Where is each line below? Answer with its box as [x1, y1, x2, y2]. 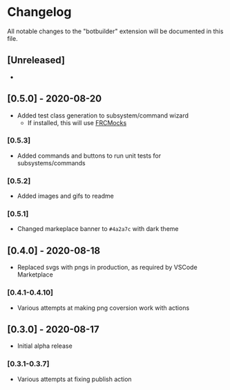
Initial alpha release [17, 342, 73, 350]
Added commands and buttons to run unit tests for [17, 151, 161, 160]
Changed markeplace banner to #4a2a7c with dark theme [17, 225, 179, 233]
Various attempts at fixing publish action [17, 375, 133, 383]
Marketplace [17, 270, 53, 279]
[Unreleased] [7, 55, 66, 66]
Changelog [7, 4, 72, 20]
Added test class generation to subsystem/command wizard [17, 111, 189, 120]
